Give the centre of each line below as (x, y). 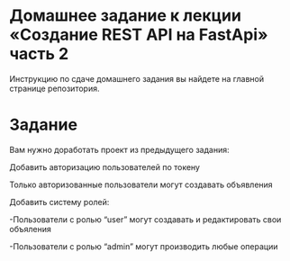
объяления (30, 229)
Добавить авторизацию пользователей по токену (105, 166)
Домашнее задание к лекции (125, 16)
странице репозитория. (54, 88)
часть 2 (39, 54)
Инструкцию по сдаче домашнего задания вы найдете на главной (136, 78)
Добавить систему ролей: (59, 202)
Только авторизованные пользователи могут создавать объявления (141, 184)
